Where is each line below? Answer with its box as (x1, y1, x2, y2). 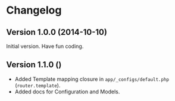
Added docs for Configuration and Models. (14, 88, 120, 95)
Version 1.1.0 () (6, 60, 62, 70)
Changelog (6, 4, 62, 17)
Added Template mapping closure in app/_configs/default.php (14, 75, 170, 83)
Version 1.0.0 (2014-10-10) (6, 27, 107, 37)
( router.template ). (14, 82, 61, 89)
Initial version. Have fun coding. (6, 43, 84, 50)
